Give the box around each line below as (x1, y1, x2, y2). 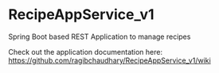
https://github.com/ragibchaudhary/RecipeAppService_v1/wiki (8, 56, 211, 65)
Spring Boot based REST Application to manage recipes (8, 32, 191, 41)
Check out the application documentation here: (8, 47, 163, 56)
